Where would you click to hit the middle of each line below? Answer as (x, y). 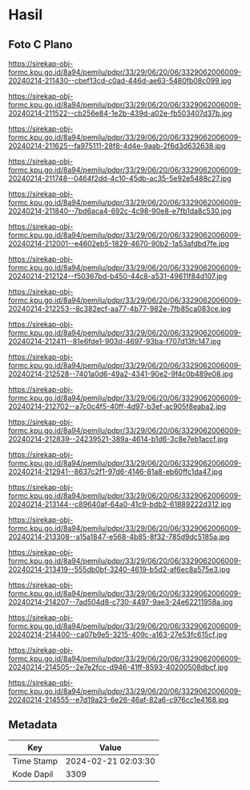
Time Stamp (35, 761)
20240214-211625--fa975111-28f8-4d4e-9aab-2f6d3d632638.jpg (117, 146)
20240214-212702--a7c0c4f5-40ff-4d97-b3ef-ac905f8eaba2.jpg (117, 406)
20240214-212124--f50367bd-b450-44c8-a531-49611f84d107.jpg (118, 276)
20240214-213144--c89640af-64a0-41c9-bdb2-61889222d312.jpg (120, 504)
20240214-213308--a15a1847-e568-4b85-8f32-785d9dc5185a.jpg (119, 537)
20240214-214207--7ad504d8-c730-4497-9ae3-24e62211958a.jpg (121, 602)
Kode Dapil (33, 774)
